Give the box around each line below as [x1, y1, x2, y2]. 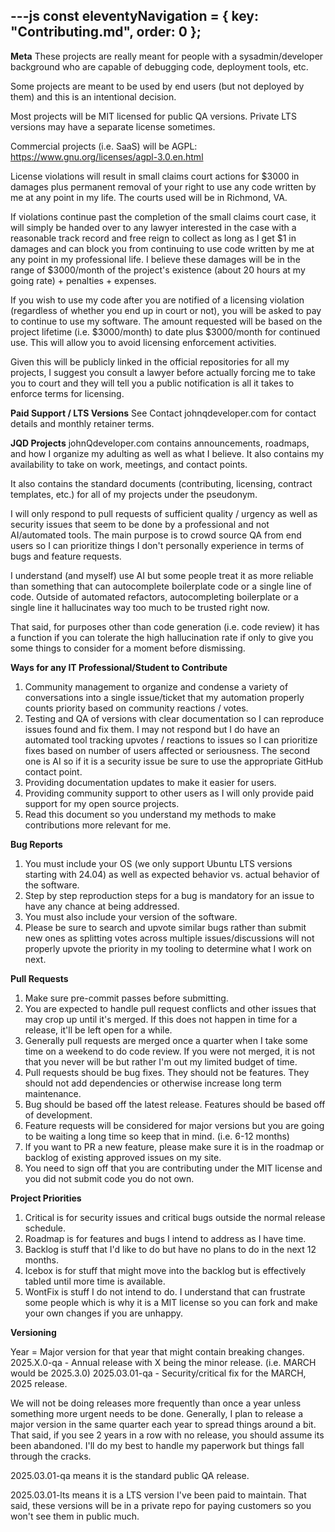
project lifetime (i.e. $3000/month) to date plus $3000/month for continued [10, 325, 321, 338]
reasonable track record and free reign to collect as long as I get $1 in [10, 232, 297, 244]
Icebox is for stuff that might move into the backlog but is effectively [24, 1264, 307, 1276]
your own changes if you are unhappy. [24, 1307, 184, 1319]
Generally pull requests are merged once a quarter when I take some [24, 1034, 308, 1046]
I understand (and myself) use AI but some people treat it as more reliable [10, 569, 314, 581]
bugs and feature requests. [10, 550, 122, 562]
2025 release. [10, 1377, 68, 1389]
